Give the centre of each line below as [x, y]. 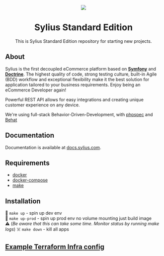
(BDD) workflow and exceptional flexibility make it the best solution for [77, 79]
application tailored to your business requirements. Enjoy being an [73, 85]
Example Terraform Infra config [55, 247]
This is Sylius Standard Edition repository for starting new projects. [83, 41]
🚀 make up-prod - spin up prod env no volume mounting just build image [78, 218]
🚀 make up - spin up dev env [34, 213]
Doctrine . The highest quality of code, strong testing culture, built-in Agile [81, 74]
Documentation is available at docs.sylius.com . [53, 147]
